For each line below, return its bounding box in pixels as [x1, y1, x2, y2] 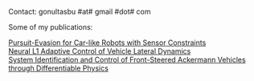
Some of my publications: [8, 22, 93, 31]
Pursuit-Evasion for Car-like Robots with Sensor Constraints [8, 38, 207, 47]
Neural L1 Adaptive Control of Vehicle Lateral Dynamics [8, 47, 191, 55]
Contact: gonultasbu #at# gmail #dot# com [8, 7, 151, 16]
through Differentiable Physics [8, 63, 109, 73]
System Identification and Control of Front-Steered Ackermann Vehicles [8, 55, 247, 64]
